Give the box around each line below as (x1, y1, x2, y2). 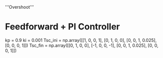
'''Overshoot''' (5, 4, 34, 10)
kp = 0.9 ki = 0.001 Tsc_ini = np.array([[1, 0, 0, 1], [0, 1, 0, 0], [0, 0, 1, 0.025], (5, 37, 157, 43)
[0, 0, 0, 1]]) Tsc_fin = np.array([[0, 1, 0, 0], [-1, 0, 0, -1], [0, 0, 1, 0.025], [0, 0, (5, 42, 159, 48)
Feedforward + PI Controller (5, 21, 120, 32)
